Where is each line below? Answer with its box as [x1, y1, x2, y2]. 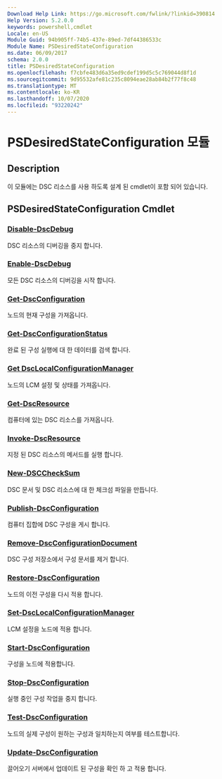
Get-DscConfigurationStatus [7, 329, 108, 338]
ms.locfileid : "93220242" [7, 102, 83, 109]
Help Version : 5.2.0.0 [7, 17, 74, 24]
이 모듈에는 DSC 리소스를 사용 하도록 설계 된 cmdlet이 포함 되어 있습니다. [7, 182, 209, 191]
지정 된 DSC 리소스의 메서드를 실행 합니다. [7, 450, 124, 459]
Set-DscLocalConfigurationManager [7, 608, 135, 618]
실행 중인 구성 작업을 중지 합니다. [7, 695, 98, 703]
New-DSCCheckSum [7, 469, 81, 479]
